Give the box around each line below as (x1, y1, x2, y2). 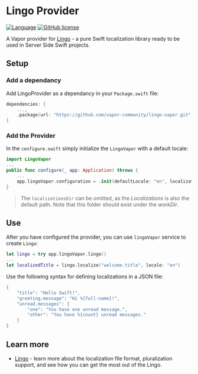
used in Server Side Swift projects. (6, 41, 90, 48)
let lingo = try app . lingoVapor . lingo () (6, 251, 107, 258)
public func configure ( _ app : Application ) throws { (6, 167, 138, 174)
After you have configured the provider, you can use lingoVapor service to (6, 233, 186, 240)
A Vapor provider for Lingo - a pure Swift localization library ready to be (6, 35, 180, 42)
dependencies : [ (6, 101, 46, 107)
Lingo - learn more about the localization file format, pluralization (14, 355, 173, 362)
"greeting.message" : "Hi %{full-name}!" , (16, 295, 120, 301)
